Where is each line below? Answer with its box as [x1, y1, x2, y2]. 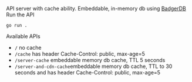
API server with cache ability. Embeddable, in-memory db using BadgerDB [6, 5, 187, 12]
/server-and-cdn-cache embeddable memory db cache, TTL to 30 [14, 63, 173, 70]
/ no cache [14, 44, 42, 51]
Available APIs [6, 33, 41, 40]
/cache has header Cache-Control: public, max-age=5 [14, 50, 146, 57]
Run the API [6, 11, 35, 18]
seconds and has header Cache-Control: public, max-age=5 [14, 69, 160, 76]
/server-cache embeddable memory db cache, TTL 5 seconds [14, 57, 166, 63]
